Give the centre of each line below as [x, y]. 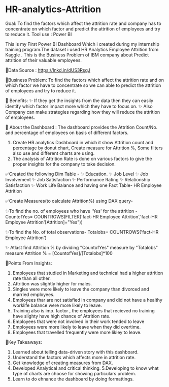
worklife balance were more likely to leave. [57, 305]
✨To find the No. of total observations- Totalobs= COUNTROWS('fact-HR [82, 232]
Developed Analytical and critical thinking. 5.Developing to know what [86, 368]
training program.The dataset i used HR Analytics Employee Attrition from [82, 49]
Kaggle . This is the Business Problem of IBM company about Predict [77, 55]
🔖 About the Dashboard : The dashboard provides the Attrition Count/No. [81, 127]
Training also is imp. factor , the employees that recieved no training [83, 310]
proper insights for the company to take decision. [64, 164]
